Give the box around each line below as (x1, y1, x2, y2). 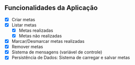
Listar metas (11, 22, 37, 28)
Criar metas (11, 16, 35, 22)
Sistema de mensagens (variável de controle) (11, 49, 102, 55)
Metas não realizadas (18, 33, 62, 39)
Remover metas (11, 44, 43, 50)
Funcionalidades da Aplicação (4, 4, 98, 12)
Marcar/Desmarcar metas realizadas (11, 39, 84, 44)
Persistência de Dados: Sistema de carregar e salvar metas (11, 55, 130, 61)
